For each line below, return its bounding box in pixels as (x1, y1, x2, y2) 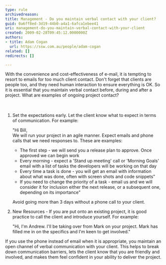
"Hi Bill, (12, 127, 28, 133)
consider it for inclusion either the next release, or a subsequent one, (19, 184, 161, 190)
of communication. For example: (12, 117, 78, 124)
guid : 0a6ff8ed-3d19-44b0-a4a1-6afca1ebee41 (5, 21, 99, 26)
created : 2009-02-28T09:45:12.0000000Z (5, 30, 88, 35)
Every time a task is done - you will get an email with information (19, 168, 152, 174)
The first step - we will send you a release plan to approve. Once (19, 147, 152, 154)
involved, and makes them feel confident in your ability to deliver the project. (5, 254, 162, 260)
